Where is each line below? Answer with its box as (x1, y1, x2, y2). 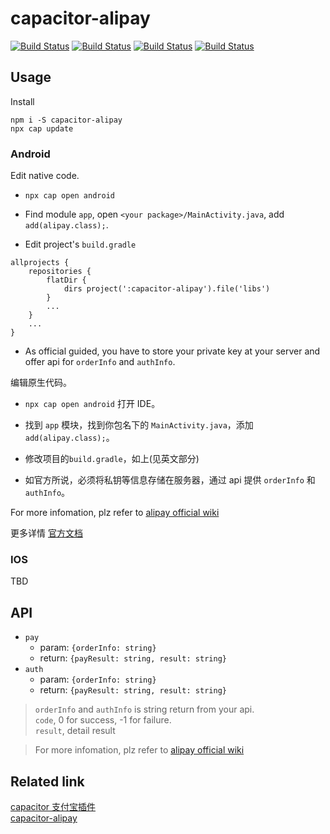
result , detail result (34, 725, 116, 737)
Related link (10, 773, 85, 790)
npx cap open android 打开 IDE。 (24, 398, 161, 410)
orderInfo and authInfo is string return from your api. (34, 703, 255, 716)
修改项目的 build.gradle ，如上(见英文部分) (24, 453, 200, 465)
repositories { (28, 267, 92, 277)
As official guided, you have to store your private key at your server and (24, 345, 321, 357)
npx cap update (10, 123, 74, 134)
